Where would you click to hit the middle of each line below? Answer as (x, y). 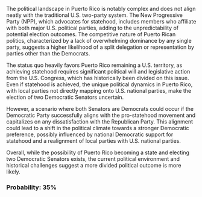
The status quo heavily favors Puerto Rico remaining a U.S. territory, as (94, 65)
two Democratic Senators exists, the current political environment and (93, 159)
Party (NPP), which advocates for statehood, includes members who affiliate (101, 21)
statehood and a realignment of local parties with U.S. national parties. (93, 141)
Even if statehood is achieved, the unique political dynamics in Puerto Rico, (99, 84)
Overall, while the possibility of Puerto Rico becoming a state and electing (98, 152)
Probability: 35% (32, 187)
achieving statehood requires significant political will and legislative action (98, 71)
